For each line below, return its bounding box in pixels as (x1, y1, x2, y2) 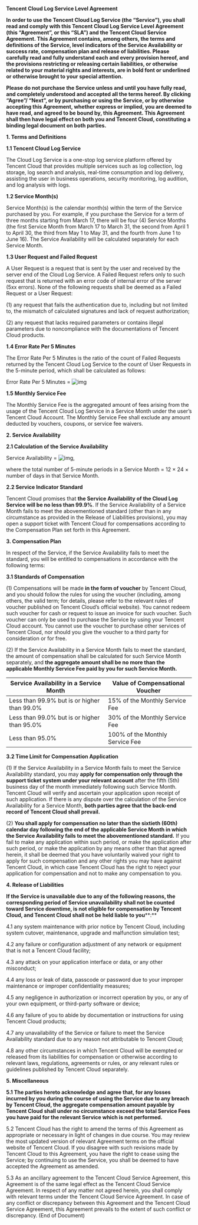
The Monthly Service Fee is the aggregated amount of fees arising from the (6, 401, 189, 408)
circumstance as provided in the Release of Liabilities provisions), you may (6, 514, 187, 521)
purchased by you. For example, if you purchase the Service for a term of (6, 211, 184, 217)
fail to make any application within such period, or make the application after (6, 838, 192, 845)
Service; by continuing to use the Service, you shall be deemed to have (6, 1157, 179, 1164)
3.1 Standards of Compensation (6, 573, 85, 580)
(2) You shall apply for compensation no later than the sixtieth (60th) (6, 820, 178, 827)
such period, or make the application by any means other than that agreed (6, 845, 186, 852)
